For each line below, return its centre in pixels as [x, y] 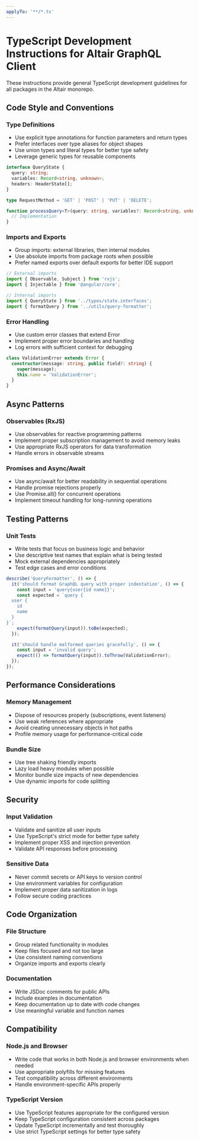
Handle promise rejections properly [58, 488]
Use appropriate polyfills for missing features [70, 1072]
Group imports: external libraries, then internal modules [82, 250]
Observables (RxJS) [36, 421]
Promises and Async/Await [46, 468]
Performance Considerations [61, 685]
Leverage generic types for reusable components [75, 157]
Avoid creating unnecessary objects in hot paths [74, 728]
